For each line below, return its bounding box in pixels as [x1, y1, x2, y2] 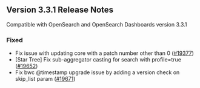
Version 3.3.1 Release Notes [6, 5, 114, 15]
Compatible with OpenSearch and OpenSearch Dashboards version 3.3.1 [6, 20, 187, 28]
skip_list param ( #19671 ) [15, 75, 76, 83]
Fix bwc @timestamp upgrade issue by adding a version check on [15, 69, 180, 76]
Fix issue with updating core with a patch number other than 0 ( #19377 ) [15, 49, 194, 57]
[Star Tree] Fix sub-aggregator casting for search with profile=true [15, 56, 182, 63]
